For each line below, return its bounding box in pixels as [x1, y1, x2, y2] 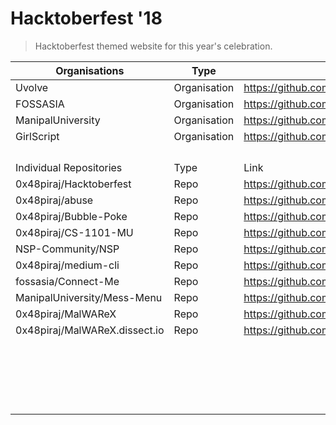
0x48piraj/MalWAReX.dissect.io [15, 323, 165, 337]
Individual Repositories [15, 160, 123, 174]
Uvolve [15, 80, 49, 94]
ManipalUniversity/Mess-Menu [15, 290, 163, 304]
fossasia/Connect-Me [15, 274, 120, 288]
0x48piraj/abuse [15, 193, 94, 207]
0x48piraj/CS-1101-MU [15, 225, 134, 239]
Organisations [55, 63, 125, 77]
